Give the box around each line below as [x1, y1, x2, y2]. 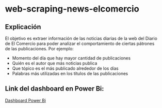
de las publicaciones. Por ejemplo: [5, 46, 74, 51]
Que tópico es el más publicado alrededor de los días [12, 65, 119, 71]
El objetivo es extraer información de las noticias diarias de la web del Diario [5, 35, 158, 41]
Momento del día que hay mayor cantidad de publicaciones [12, 55, 131, 61]
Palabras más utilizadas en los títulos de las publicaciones [12, 71, 129, 76]
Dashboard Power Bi [5, 97, 46, 103]
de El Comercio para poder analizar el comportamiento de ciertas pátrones [5, 41, 155, 46]
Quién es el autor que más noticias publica [12, 61, 97, 66]
